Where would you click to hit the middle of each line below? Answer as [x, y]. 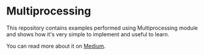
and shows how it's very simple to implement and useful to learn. [88, 34]
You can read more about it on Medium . [56, 46]
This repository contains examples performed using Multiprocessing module [102, 28]
